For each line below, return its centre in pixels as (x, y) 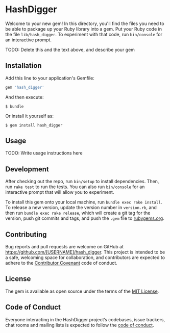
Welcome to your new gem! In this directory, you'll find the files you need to (85, 23)
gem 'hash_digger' (25, 87)
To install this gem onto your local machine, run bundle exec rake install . (84, 202)
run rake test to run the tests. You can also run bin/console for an (75, 187)
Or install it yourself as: (29, 116)
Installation (23, 66)
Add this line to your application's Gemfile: (50, 78)
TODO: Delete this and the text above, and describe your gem (70, 49)
